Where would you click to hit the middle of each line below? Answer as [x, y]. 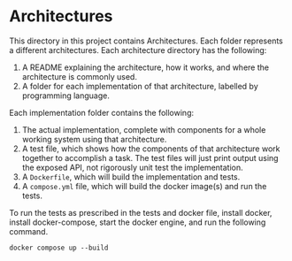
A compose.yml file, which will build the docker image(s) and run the [144, 186]
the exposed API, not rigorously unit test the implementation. [132, 167]
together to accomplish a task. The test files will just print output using [150, 157]
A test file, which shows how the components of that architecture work [151, 149]
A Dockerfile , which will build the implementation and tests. [131, 177]
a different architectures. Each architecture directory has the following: [138, 50]
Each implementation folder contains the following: [102, 112]
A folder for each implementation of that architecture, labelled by [140, 86]
